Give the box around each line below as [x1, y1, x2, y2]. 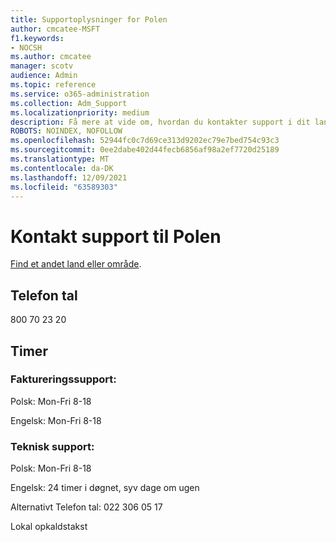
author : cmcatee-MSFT [10, 24, 101, 34]
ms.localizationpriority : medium [10, 107, 150, 118]
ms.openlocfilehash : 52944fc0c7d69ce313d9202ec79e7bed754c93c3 [10, 136, 280, 146]
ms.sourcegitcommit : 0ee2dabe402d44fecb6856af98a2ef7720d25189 [10, 145, 280, 155]
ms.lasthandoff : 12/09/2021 [10, 172, 128, 183]
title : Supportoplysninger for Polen [10, 14, 168, 25]
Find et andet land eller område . [10, 258, 142, 270]
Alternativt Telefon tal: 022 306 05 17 [10, 501, 163, 513]
